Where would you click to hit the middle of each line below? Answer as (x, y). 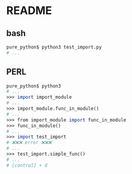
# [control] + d (27, 165)
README (29, 11)
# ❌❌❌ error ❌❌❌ (29, 143)
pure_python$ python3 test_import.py (54, 47)
